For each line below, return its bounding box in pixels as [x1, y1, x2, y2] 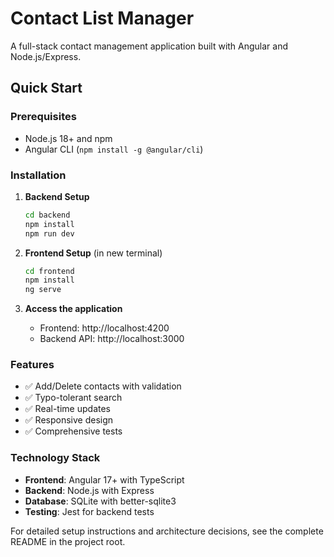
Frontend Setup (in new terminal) [24, 247, 163, 259]
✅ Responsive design [24, 414, 114, 426]
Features [10, 358, 55, 372]
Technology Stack [10, 451, 101, 465]
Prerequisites [10, 110, 77, 124]
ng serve [24, 285, 62, 295]
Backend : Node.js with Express [24, 484, 155, 496]
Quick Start [10, 80, 83, 97]
